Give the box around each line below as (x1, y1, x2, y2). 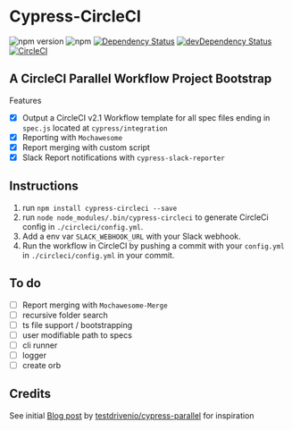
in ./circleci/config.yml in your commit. (21, 249, 175, 260)
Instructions (9, 179, 79, 194)
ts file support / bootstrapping (21, 319, 133, 330)
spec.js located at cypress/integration (21, 122, 168, 133)
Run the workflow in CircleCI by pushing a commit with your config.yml (21, 240, 286, 251)
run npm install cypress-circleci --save (21, 202, 178, 213)
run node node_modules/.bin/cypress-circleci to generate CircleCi (21, 212, 270, 223)
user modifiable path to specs (21, 329, 132, 341)
